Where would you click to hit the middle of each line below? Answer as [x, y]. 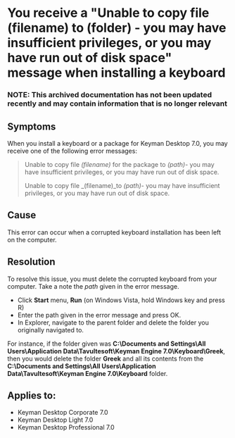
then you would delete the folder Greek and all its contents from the [106, 358]
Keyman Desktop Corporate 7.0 [63, 413]
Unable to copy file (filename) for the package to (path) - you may [119, 164]
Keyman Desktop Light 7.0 [55, 420]
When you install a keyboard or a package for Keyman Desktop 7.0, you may [118, 143]
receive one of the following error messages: [72, 151]
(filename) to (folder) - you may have [117, 28]
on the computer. [32, 239]
